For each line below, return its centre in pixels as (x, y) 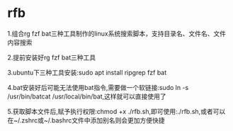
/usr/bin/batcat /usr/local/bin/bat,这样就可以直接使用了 (87, 96)
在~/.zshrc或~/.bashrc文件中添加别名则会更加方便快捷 (86, 120)
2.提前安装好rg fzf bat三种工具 (52, 57)
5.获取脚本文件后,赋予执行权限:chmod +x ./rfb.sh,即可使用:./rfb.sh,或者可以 (116, 111)
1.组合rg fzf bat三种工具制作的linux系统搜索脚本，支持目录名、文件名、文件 (117, 33)
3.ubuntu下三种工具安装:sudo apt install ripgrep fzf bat (87, 72)
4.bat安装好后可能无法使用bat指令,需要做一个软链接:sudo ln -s (98, 87)
